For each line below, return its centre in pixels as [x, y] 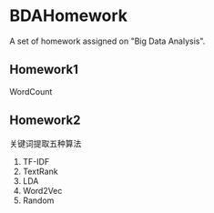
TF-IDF [36, 161]
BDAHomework [69, 16]
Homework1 [44, 70]
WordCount [31, 91]
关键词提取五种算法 [46, 143]
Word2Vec [42, 190]
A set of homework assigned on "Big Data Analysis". [107, 41]
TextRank [40, 171]
